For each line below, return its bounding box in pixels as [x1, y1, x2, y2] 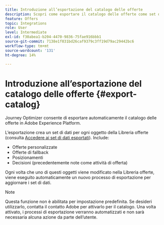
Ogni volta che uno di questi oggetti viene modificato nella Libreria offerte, [5, 169, 155, 175]
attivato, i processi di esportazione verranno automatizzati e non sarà [5, 209, 144, 215]
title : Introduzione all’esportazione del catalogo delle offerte [5, 7, 143, 12]
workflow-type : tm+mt [5, 44, 49, 48]
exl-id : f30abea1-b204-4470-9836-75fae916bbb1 [5, 35, 102, 40]
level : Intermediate [5, 30, 47, 35]
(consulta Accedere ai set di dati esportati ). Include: [5, 135, 109, 141]
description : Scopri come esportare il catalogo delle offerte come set [5, 12, 156, 17]
